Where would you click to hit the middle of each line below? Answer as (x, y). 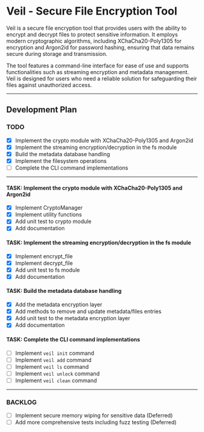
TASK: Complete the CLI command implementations (73, 339)
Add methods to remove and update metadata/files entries (88, 312)
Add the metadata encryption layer (59, 304)
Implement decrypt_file (44, 263)
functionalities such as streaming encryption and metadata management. (98, 72)
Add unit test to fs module (47, 270)
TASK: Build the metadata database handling (64, 291)
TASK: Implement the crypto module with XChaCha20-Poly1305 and (94, 188)
